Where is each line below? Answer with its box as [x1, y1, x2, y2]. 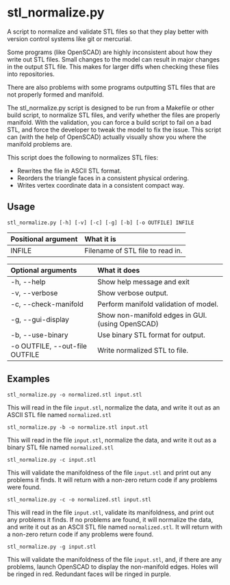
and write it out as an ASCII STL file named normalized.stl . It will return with [7, 523, 222, 531]
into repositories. [7, 70, 55, 78]
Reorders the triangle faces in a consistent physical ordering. [16, 173, 190, 182]
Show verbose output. [97, 288, 169, 297]
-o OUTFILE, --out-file [10, 341, 88, 351]
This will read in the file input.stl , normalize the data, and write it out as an [7, 403, 220, 412]
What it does [97, 265, 140, 275]
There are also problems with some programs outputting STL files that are [7, 83, 216, 91]
